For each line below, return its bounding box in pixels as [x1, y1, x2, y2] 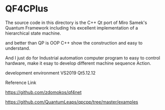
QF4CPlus [5, 3, 49, 14]
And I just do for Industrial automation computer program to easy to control [5, 54, 160, 60]
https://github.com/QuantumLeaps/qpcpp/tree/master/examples [5, 98, 138, 105]
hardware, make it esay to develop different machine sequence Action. [5, 60, 151, 66]
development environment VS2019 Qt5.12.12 [5, 69, 96, 75]
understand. [5, 45, 31, 51]
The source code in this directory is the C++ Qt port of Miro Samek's [5, 19, 147, 25]
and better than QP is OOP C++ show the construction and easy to [5, 39, 143, 45]
